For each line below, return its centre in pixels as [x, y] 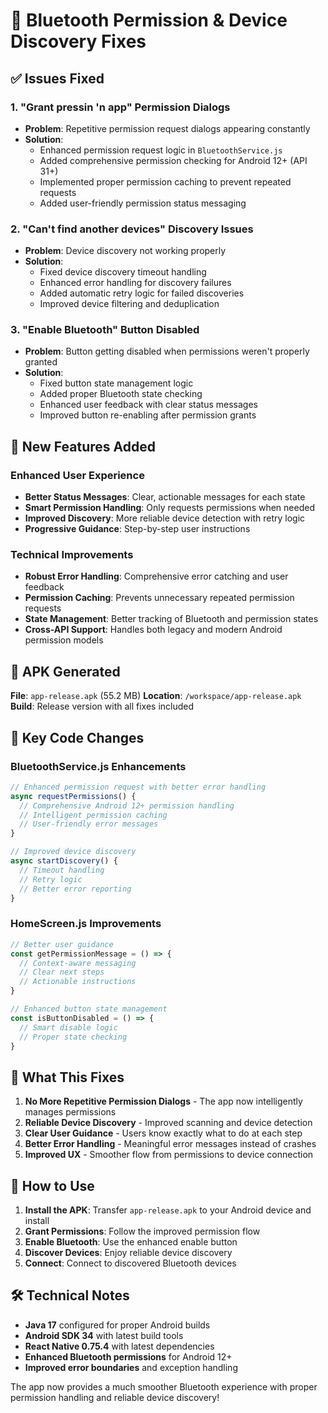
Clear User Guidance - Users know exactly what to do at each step [163, 1133]
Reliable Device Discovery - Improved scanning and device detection [168, 1123]
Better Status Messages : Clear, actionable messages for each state [165, 497]
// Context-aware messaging [78, 963]
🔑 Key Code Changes [77, 737]
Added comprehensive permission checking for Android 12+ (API [173, 160]
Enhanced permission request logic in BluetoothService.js [161, 150]
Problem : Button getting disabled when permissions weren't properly [167, 351]
